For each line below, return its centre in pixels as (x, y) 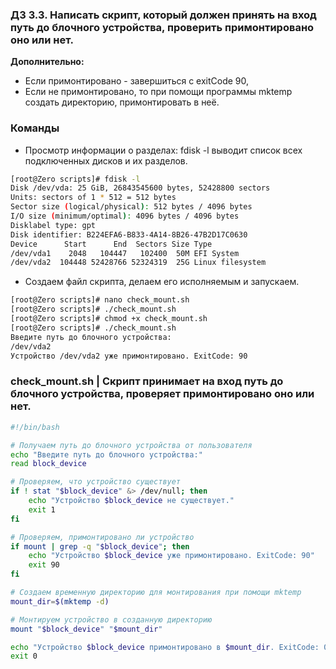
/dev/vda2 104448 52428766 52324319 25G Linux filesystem (138, 263)
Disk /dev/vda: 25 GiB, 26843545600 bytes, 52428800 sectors (140, 188)
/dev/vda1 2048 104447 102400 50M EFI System (125, 253)
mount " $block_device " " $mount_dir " (86, 629)
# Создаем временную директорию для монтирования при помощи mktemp (156, 593)
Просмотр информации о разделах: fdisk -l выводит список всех (163, 150)
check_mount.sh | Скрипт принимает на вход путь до (147, 381)
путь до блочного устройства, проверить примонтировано (162, 27)
